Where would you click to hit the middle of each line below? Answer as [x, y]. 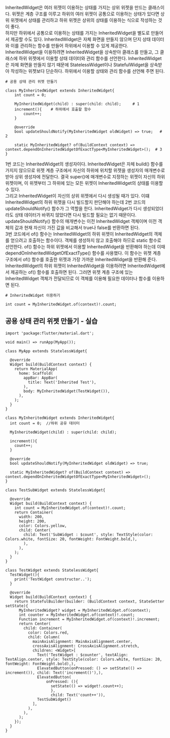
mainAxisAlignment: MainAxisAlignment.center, [82, 641]
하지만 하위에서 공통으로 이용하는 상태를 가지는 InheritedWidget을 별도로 [78, 33]
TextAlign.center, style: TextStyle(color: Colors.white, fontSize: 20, [84, 659]
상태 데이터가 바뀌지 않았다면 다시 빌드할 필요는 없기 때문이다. [75, 215]
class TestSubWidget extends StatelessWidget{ [55, 490]
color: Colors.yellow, [43, 526]
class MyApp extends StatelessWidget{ [46, 351]
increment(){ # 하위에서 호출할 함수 [53, 109]
